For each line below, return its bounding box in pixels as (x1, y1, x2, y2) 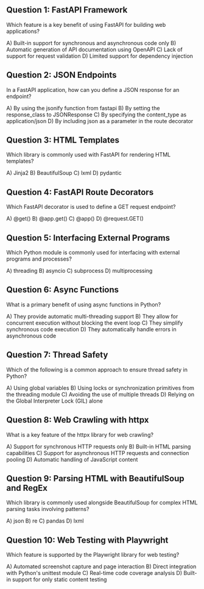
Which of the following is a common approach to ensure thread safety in (6, 365, 188, 373)
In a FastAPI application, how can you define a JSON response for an (6, 86, 180, 93)
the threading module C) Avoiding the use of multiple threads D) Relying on (6, 390, 195, 398)
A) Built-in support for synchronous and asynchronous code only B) (6, 39, 177, 46)
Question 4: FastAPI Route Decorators (6, 187, 154, 197)
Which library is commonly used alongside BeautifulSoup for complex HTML (6, 499, 198, 506)
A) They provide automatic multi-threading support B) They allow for (6, 312, 178, 320)
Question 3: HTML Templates (6, 135, 120, 146)
